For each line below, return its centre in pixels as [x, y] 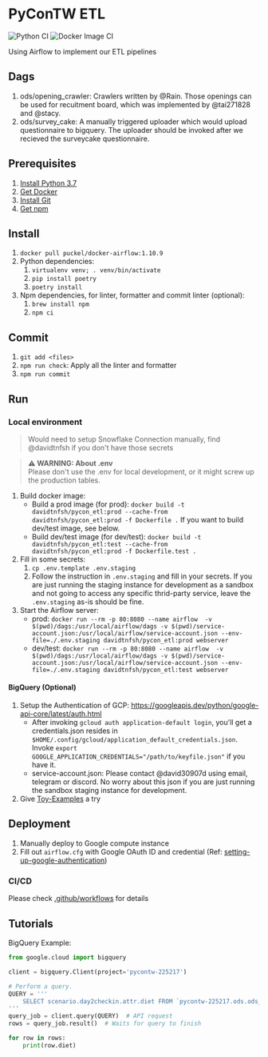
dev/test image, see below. [76, 528]
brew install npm [61, 305]
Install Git [35, 200]
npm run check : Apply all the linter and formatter [98, 366]
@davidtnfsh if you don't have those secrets [100, 447]
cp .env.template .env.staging [84, 568]
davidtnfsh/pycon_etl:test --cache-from [100, 544]
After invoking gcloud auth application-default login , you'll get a [142, 723]
